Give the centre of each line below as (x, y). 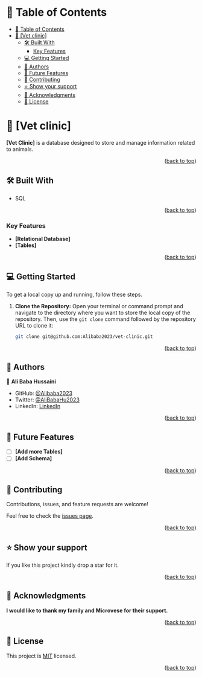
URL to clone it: (34, 325)
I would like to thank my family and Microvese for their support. (87, 610)
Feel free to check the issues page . (50, 516)
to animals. (20, 149)
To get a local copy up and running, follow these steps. (74, 294)
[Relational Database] (43, 239)
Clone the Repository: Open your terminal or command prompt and (99, 306)
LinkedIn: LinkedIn (38, 406)
